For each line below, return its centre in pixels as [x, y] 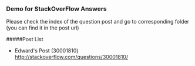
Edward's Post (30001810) [46, 51]
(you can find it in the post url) [43, 28]
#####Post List [25, 39]
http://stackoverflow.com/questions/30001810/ [71, 57]
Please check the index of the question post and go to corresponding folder [98, 22]
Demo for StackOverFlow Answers [56, 9]
